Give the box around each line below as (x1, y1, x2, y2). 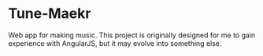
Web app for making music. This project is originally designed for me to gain (8, 30, 256, 40)
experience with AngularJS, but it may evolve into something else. (8, 38, 222, 47)
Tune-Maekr (8, 5, 91, 23)
